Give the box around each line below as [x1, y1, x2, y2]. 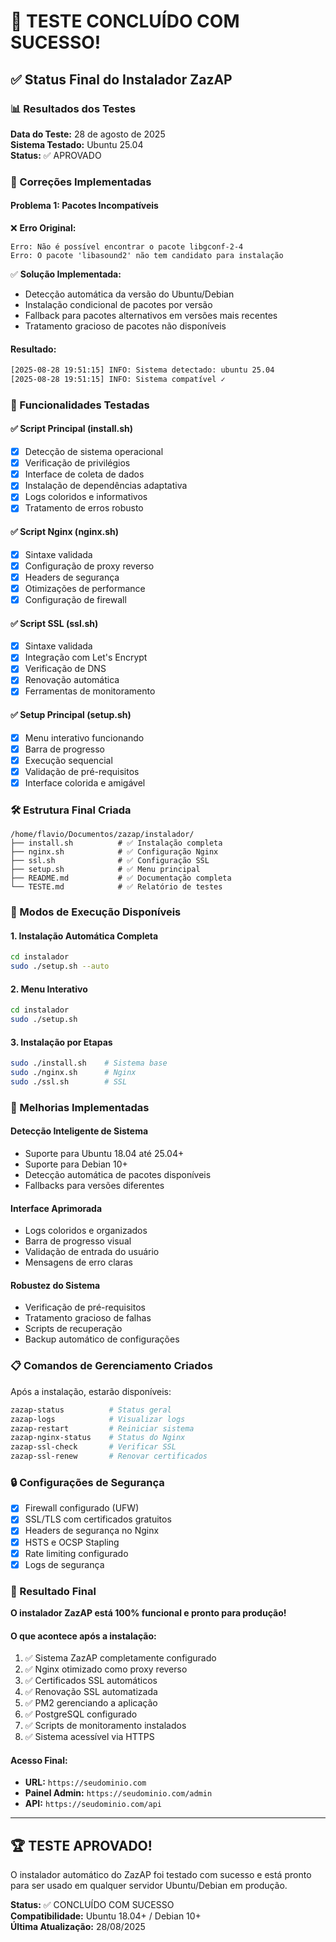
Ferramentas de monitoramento [24, 685, 156, 697]
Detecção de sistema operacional [24, 446, 164, 458]
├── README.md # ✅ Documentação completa [10, 873, 232, 884]
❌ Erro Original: [10, 222, 77, 234]
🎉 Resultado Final [10, 1584, 97, 1598]
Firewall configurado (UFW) [24, 1502, 140, 1514]
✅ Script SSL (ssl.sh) [10, 617, 99, 629]
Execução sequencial [24, 754, 113, 766]
